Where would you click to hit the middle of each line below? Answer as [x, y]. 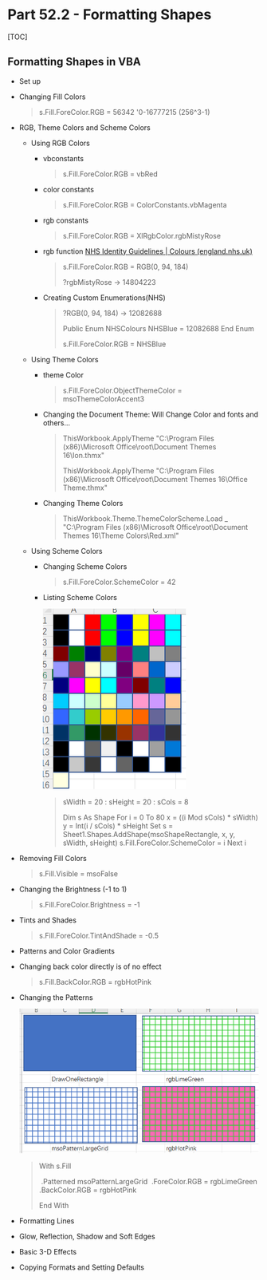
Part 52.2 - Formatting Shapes [110, 15]
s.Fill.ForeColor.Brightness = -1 [89, 904]
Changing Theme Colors [83, 503]
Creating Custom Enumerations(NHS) [104, 298]
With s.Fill [55, 1166]
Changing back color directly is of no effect [90, 966]
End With [54, 1205]
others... [57, 423]
